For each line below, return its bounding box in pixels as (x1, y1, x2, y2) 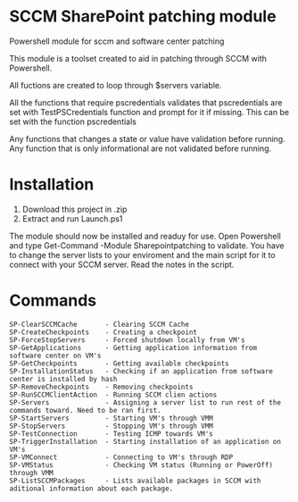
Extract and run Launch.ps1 (21, 213, 123, 224)
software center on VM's (9, 351, 102, 360)
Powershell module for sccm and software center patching (9, 36, 225, 46)
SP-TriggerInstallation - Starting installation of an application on (9, 437, 281, 446)
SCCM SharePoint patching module (9, 6, 277, 27)
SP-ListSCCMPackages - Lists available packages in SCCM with (9, 476, 261, 485)
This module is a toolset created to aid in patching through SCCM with (9, 53, 268, 63)
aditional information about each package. (9, 484, 174, 493)
